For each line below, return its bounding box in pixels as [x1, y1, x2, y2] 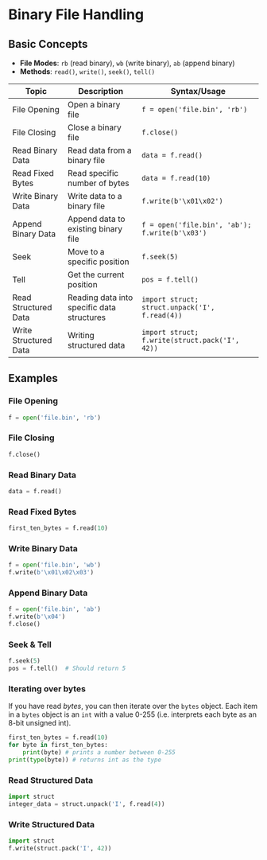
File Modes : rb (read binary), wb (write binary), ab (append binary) [19, 58, 236, 68]
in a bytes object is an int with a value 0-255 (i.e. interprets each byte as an [8, 710, 257, 719]
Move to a [67, 247, 105, 257]
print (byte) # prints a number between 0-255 [22, 749, 176, 757]
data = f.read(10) [141, 173, 211, 182]
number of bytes [67, 177, 130, 189]
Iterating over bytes [8, 683, 86, 695]
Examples [8, 372, 58, 385]
